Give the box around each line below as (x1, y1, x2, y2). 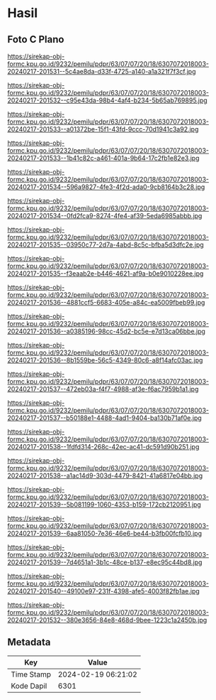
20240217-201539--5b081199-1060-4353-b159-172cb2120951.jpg (7, 500, 202, 509)
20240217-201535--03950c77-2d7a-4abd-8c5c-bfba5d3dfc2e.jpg (7, 240, 204, 249)
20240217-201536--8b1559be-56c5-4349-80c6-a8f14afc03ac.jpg (7, 356, 203, 364)
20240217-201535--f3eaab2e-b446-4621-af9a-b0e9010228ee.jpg (7, 269, 204, 278)
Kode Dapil (11, 681, 47, 691)
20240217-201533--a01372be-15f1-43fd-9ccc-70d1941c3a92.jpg (7, 125, 199, 133)
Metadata (7, 636, 51, 648)
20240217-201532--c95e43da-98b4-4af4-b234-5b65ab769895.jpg (7, 96, 208, 104)
